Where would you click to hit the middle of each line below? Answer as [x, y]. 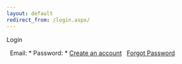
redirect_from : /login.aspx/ [48, 20]
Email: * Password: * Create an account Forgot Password [92, 53]
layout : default [30, 13]
